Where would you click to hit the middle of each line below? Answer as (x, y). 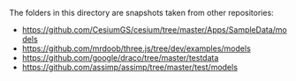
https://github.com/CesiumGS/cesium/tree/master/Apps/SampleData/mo (154, 29)
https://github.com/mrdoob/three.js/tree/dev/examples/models (137, 48)
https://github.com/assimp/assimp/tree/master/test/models (130, 67)
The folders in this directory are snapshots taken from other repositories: (141, 13)
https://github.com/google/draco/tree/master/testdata (120, 58)
